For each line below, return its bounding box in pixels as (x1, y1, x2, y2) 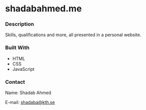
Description (5, 21, 34, 28)
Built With (5, 44, 30, 51)
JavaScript (12, 66, 35, 72)
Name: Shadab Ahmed (5, 90, 51, 96)
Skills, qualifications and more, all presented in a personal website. (5, 32, 142, 38)
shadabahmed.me (5, 3, 82, 14)
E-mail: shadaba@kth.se (5, 100, 55, 106)
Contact (5, 78, 25, 85)
